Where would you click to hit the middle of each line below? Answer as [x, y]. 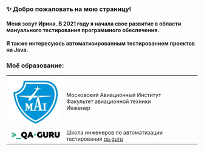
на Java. [17, 50]
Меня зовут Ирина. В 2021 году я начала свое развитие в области [94, 24]
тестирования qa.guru [95, 139]
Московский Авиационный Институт [114, 95]
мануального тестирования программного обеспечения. [83, 30]
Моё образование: [35, 65]
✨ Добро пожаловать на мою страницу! [69, 9]
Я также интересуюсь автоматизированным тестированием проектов [101, 44]
